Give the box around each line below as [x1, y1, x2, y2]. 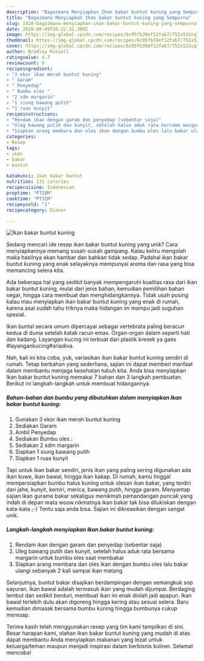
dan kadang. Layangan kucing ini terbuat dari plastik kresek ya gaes [6, 336, 177, 343]
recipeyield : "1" [6, 201, 50, 207]
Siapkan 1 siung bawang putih [15, 448, 90, 456]
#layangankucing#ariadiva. [6, 342, 74, 349]
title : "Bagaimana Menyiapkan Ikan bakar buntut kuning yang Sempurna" [6, 15, 191, 21]
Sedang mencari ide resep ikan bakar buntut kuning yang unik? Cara [6, 241, 178, 248]
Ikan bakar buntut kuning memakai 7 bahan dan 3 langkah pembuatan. [6, 373, 183, 381]
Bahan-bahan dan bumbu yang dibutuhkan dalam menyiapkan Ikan [6, 394, 182, 401]
